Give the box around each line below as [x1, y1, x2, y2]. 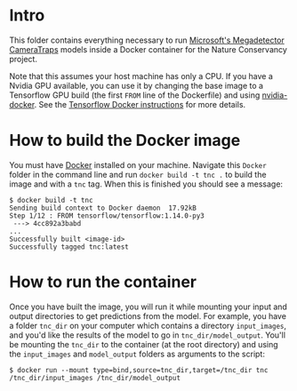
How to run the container [9, 272, 197, 292]
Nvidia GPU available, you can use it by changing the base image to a [9, 80, 264, 91]
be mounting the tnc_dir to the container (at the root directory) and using [9, 339, 278, 349]
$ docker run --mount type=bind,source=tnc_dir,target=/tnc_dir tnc [9, 365, 269, 374]
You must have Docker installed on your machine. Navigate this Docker [9, 159, 267, 170]
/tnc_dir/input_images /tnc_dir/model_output [9, 373, 181, 382]
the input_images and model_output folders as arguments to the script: [9, 348, 265, 359]
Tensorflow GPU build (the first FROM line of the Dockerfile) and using [9, 90, 261, 100]
